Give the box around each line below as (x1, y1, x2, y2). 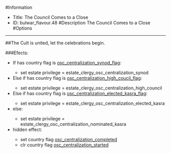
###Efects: (5, 50, 28, 56)
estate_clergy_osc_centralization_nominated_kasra (20, 121, 126, 127)
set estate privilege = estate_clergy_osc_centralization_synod (20, 70, 149, 76)
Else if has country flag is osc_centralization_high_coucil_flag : (12, 75, 142, 81)
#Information (5, 5, 33, 10)
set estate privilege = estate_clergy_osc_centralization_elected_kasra (20, 100, 165, 106)
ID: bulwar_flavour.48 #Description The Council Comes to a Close (12, 20, 151, 26)
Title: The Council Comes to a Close (12, 14, 89, 20)
